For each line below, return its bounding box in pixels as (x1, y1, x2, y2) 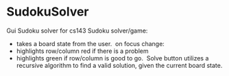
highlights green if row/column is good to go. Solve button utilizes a (16, 54, 209, 62)
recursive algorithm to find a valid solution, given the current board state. (16, 61, 223, 69)
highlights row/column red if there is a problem (16, 47, 149, 55)
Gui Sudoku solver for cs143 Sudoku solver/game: (6, 26, 148, 35)
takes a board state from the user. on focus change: (16, 39, 165, 47)
